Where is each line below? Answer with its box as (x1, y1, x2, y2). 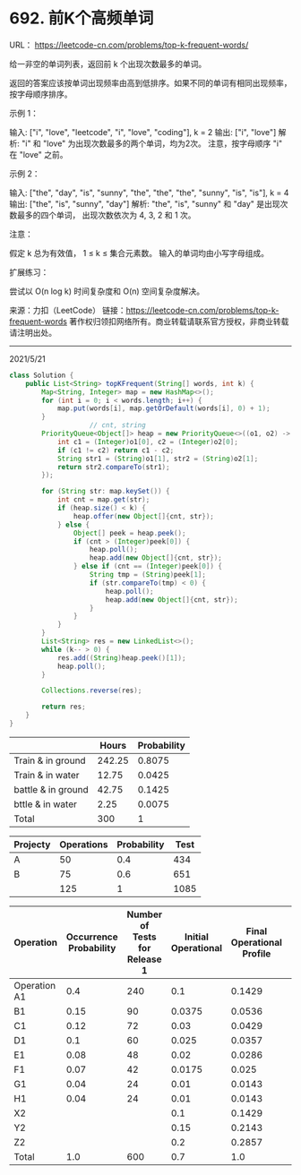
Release (126, 953, 163, 965)
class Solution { (9, 371, 74, 380)
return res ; (41, 702, 87, 712)
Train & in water (13, 768, 80, 781)
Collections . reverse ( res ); (41, 686, 142, 695)
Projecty (13, 838, 51, 851)
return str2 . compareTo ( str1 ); (56, 462, 170, 471)
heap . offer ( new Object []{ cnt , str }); (73, 511, 215, 520)
